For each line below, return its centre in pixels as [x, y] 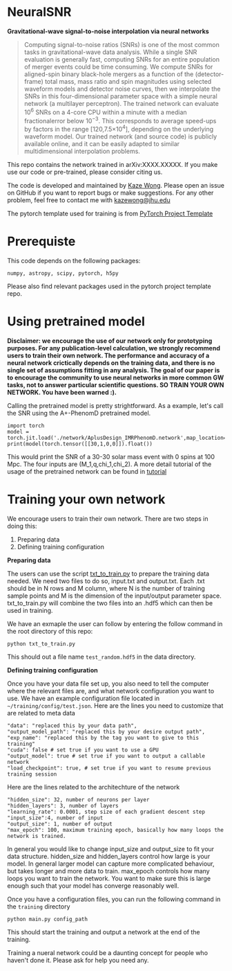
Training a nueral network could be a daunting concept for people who [108, 952]
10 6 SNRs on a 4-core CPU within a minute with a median [106, 112]
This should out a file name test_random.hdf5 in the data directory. [101, 657]
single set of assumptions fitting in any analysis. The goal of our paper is [114, 370]
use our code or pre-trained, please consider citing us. [85, 172]
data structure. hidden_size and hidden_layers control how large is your [109, 856]
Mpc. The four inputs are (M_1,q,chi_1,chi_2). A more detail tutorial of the [109, 464]
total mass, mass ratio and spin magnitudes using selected [128, 81]
